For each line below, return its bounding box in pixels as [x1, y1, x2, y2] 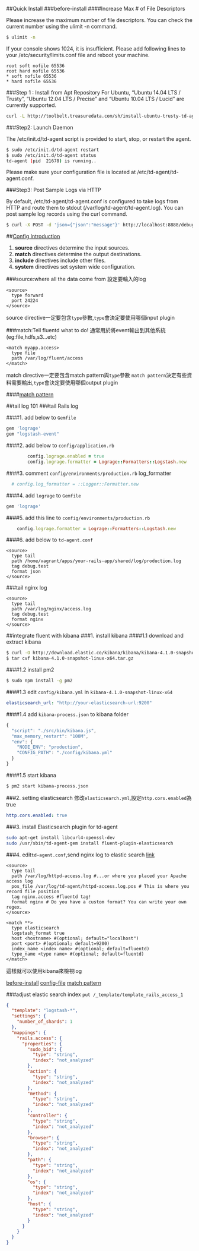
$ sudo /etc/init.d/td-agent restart [6, 147, 99, 153]
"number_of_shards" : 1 [17, 1019, 73, 1025]
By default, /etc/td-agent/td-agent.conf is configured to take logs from [6, 198, 179, 205]
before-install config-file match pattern [6, 979, 102, 986]
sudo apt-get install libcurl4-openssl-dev [6, 834, 115, 840]
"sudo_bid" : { [27, 1046, 62, 1053]
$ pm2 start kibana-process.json [6, 783, 89, 789]
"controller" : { [27, 1113, 68, 1118]
